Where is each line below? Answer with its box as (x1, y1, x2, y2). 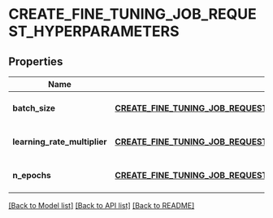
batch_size (12, 102, 55, 114)
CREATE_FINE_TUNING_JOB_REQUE (8, 5, 258, 24)
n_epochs (12, 170, 51, 181)
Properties (8, 54, 63, 68)
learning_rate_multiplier (12, 136, 107, 147)
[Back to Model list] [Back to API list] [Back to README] (8, 201, 195, 210)
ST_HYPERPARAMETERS (8, 22, 180, 41)
